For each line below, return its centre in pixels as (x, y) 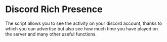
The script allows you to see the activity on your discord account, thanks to (84, 23)
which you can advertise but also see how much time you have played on (82, 28)
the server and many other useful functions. (51, 34)
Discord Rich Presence (54, 9)
